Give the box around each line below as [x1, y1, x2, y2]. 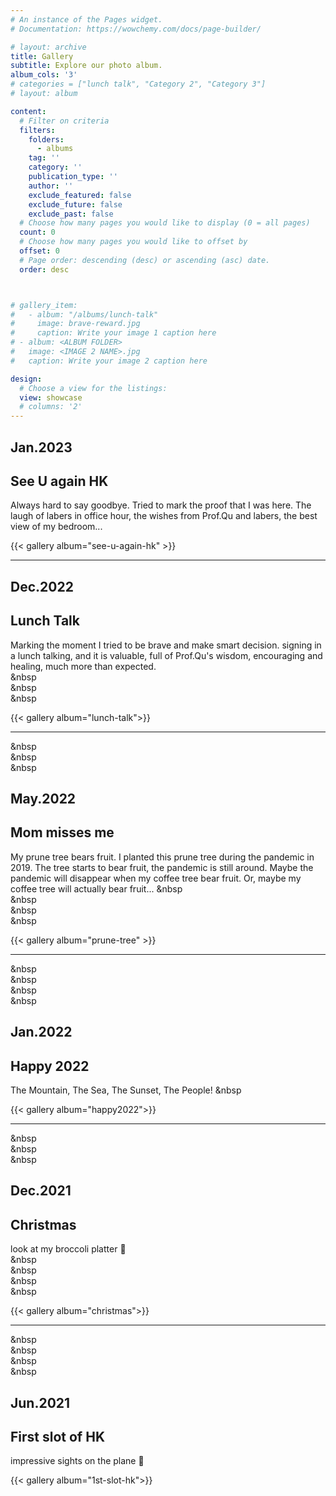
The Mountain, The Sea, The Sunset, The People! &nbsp [10, 1084, 242, 1096]
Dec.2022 [10, 578, 74, 595]
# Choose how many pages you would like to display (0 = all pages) [19, 218, 311, 228]
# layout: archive [10, 42, 87, 52]
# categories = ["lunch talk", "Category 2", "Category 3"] [10, 79, 267, 90]
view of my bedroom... [10, 521, 103, 533]
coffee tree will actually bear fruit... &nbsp [10, 882, 183, 895]
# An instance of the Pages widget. [10, 14, 163, 25]
